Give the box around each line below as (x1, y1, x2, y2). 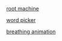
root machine (6, 5, 39, 12)
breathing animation (6, 28, 56, 35)
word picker (6, 17, 36, 23)
